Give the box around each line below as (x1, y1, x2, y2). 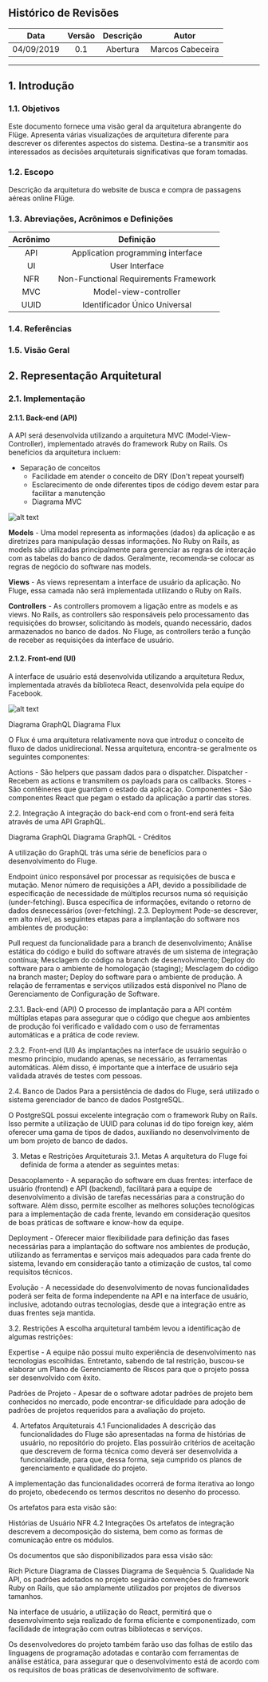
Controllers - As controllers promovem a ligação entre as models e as (8, 601, 238, 611)
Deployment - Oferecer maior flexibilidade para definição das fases (8, 1233, 230, 1243)
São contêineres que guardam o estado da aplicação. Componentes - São (8, 784, 253, 794)
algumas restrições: (8, 1331, 73, 1341)
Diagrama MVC (31, 497, 82, 506)
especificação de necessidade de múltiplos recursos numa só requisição (8, 888, 249, 898)
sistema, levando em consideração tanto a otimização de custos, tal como (8, 1258, 252, 1268)
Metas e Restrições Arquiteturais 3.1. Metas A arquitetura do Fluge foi (19, 1151, 248, 1160)
